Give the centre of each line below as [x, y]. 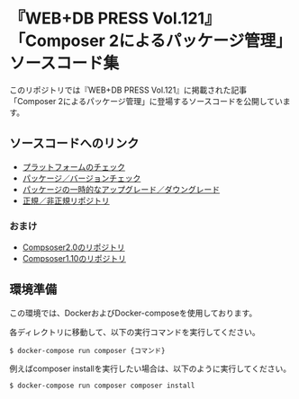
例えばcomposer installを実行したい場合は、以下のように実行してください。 [150, 368]
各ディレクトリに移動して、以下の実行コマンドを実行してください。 [135, 332]
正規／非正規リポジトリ [66, 200]
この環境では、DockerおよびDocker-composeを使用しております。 [133, 313]
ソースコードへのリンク [74, 143]
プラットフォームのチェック [74, 166]
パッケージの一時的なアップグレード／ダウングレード [121, 189]
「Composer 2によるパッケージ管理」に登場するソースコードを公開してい [146, 101]
